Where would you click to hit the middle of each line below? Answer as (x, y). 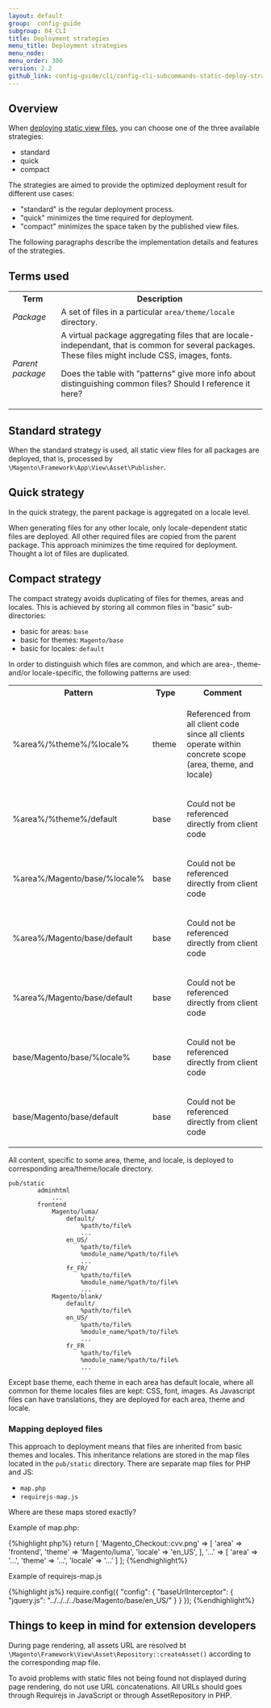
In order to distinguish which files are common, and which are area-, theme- (135, 664)
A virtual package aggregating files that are (143, 335)
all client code (213, 724)
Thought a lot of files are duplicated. (69, 553)
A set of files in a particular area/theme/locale (148, 312)
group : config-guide (45, 23)
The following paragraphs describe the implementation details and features (133, 242)
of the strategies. (37, 250)
